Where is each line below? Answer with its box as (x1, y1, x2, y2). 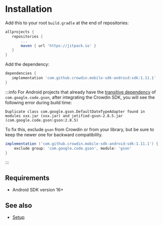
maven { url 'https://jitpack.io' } (20, 43, 97, 48)
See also (5, 201, 32, 210)
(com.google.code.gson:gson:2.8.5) (5, 118, 79, 123)
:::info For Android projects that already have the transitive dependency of (5, 89, 156, 95)
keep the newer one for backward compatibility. (5, 132, 103, 137)
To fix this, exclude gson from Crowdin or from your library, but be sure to (5, 126, 155, 132)
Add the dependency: (5, 61, 50, 67)
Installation (5, 3, 53, 15)
